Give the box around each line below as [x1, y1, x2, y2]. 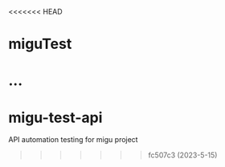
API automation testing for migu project [8, 135, 138, 145]
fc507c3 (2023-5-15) [148, 150, 218, 160]
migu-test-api [8, 108, 103, 127]
